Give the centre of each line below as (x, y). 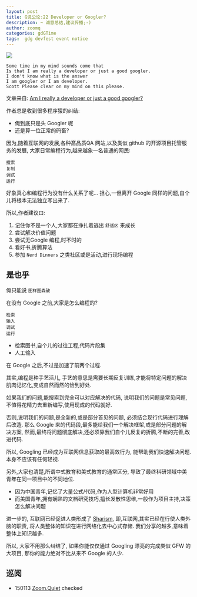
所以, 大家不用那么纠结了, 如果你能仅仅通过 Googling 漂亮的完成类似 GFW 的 (98, 546)
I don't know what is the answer (47, 76)
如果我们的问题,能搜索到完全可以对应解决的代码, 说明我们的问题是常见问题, (97, 397)
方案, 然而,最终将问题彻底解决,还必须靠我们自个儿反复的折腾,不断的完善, (98, 432)
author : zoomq (24, 28)
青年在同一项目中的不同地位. (41, 479)
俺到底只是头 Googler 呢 (44, 123)
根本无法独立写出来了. (43, 200)
